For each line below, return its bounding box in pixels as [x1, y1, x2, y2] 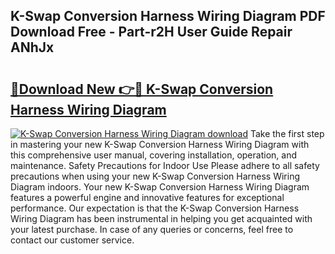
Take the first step [249, 128, 325, 139]
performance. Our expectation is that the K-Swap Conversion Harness [10, 202, 300, 214]
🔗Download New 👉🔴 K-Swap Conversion [10, 80, 274, 98]
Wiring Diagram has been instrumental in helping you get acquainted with [10, 213, 313, 224]
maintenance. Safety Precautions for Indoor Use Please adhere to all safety [10, 160, 320, 171]
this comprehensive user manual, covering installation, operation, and [10, 149, 297, 161]
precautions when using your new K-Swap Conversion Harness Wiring [10, 170, 301, 182]
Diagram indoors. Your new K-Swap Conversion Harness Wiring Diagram [10, 181, 310, 193]
